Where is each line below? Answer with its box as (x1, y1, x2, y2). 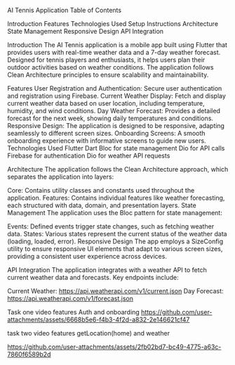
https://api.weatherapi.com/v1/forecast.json (7, 295, 134, 302)
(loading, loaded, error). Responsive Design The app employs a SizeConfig (7, 237, 224, 245)
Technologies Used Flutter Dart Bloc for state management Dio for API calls (7, 144, 225, 152)
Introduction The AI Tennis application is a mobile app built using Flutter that (7, 41, 228, 49)
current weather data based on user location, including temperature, (7, 99, 205, 108)
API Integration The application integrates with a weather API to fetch (7, 266, 207, 274)
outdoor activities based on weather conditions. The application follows (7, 63, 214, 71)
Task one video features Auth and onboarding (7, 308, 140, 316)
